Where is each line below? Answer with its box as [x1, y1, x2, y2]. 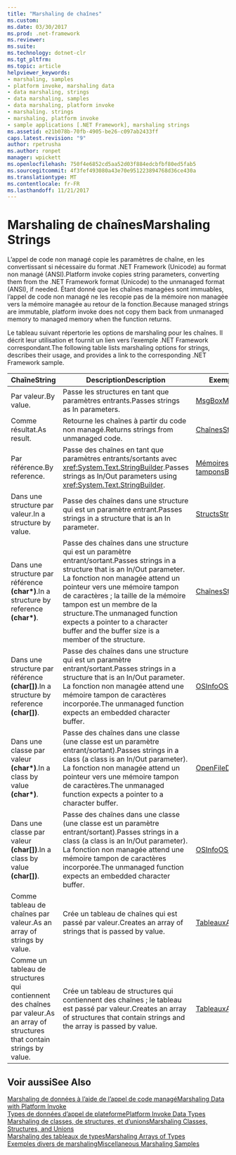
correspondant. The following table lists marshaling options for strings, [7, 344, 211, 352]
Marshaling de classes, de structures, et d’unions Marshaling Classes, [7, 1117, 208, 1125]
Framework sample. [7, 359, 65, 367]
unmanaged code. [63, 434, 123, 444]
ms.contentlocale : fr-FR [7, 180, 80, 187]
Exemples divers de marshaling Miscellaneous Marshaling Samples [7, 1140, 200, 1148]
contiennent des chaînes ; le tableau [63, 995, 182, 1005]
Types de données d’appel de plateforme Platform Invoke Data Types [7, 1110, 206, 1118]
